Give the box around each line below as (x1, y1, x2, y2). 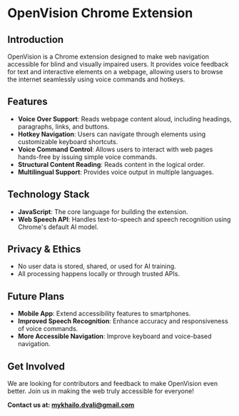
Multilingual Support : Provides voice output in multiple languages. (17, 168, 214, 176)
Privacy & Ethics (7, 243, 81, 255)
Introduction (7, 34, 64, 46)
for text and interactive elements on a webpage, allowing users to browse (7, 68, 223, 76)
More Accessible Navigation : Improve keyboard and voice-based (17, 332, 212, 340)
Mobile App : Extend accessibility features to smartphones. (17, 309, 191, 318)
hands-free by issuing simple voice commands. (17, 152, 158, 161)
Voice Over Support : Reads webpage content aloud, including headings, (17, 114, 232, 123)
